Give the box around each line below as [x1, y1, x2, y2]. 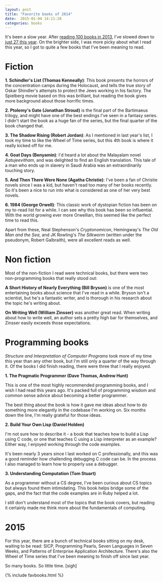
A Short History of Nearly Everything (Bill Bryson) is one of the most [5, 285, 145, 291]
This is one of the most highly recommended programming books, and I [5, 382, 148, 388]
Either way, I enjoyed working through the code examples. [5, 442, 121, 447]
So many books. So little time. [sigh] [5, 563, 77, 568]
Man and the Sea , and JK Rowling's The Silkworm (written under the [5, 232, 142, 238]
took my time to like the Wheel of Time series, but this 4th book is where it [5, 137, 154, 143]
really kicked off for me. [5, 143, 52, 149]
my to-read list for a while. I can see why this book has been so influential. [5, 207, 154, 213]
